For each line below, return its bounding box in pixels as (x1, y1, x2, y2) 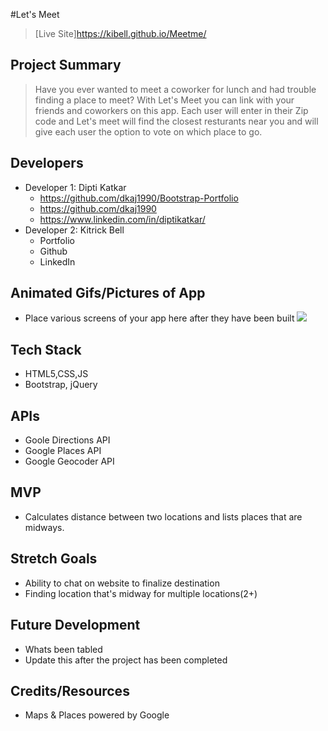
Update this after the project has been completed (24, 654, 228, 666)
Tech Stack (10, 341, 82, 358)
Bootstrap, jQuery (24, 379, 98, 391)
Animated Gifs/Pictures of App (10, 285, 206, 302)
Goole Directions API (24, 434, 111, 446)
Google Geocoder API (24, 455, 115, 468)
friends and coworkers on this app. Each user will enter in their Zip (34, 104, 309, 116)
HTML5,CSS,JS (24, 368, 89, 380)
